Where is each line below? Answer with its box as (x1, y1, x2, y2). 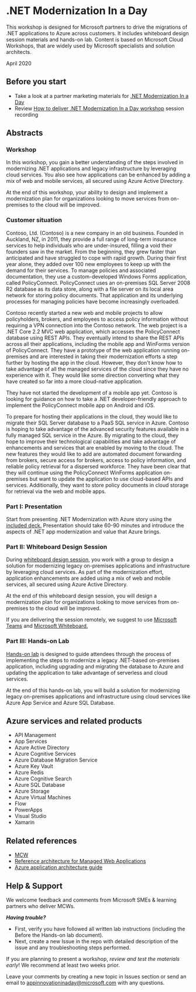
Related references (6, 835, 77, 845)
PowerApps (14, 806, 43, 813)
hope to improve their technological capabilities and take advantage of (6, 438, 177, 445)
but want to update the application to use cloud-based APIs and (29, 475, 184, 482)
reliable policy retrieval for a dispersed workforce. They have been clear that (6, 463, 191, 470)
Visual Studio (14, 813, 47, 820)
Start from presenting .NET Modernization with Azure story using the (6, 516, 172, 523)
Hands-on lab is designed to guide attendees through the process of (6, 650, 171, 657)
